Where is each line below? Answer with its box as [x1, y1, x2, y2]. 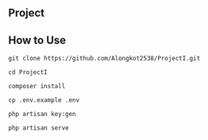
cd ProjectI [8, 68, 48, 76]
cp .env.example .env [8, 96, 80, 104]
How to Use [8, 33, 67, 47]
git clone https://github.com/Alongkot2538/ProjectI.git [8, 55, 201, 63]
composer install [8, 83, 66, 91]
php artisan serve [8, 124, 69, 132]
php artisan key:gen [8, 111, 77, 119]
